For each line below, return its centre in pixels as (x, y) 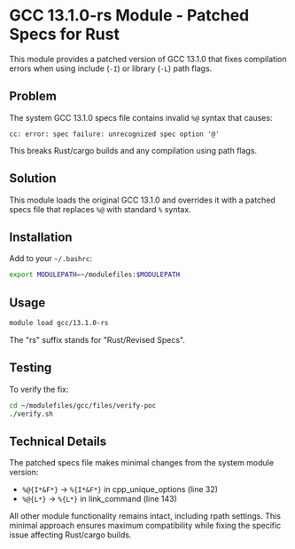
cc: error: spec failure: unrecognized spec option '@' (114, 134)
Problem (33, 96)
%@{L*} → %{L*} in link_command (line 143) (99, 499)
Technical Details (58, 441)
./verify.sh (31, 414)
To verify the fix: (39, 389)
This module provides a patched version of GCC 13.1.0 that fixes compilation (148, 59)
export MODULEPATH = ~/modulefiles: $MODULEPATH (94, 275)
